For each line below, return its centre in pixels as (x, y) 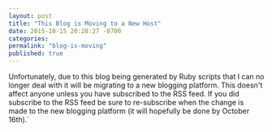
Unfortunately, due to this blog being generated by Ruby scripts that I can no (136, 77)
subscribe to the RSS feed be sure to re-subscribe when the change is (126, 102)
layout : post (30, 16)
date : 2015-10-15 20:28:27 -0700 (65, 31)
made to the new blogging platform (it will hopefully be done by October (129, 111)
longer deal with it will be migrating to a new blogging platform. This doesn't (136, 85)
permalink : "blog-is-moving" (58, 46)
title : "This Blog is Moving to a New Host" (85, 23)
